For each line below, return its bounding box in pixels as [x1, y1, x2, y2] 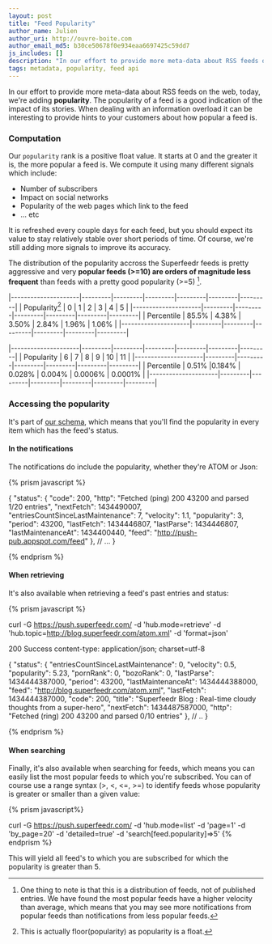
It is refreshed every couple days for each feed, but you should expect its [8, 226, 253, 235]
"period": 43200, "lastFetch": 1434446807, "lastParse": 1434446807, [8, 519, 239, 528]
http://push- [156, 527, 198, 537]
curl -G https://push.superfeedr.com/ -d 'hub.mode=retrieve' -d [8, 620, 221, 629]
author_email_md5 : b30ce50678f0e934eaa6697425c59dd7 [8, 42, 190, 50]
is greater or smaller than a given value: [8, 789, 140, 799]
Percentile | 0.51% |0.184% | [147, 361, 241, 370]
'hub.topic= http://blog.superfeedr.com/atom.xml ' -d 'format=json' [8, 629, 229, 638]
